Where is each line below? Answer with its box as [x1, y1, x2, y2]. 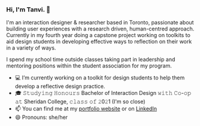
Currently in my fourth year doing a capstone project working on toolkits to [6, 32, 190, 39]
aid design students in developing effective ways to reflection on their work [6, 38, 192, 45]
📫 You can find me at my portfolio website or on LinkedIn [14, 105, 157, 112]
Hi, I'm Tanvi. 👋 [6, 5, 51, 14]
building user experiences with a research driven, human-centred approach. [6, 25, 195, 32]
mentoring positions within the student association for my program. [6, 62, 172, 69]
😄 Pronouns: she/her [14, 113, 68, 121]
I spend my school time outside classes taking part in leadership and [6, 56, 175, 63]
